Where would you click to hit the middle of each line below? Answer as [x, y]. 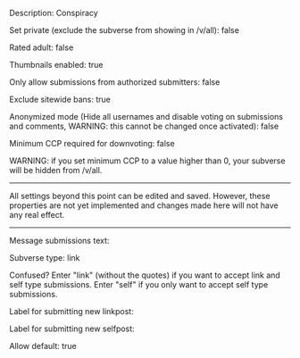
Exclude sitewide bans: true [60, 99]
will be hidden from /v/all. [56, 170]
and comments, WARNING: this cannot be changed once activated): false [144, 126]
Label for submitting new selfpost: [72, 329]
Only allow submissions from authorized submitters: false [115, 82]
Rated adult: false [42, 47]
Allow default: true [43, 346]
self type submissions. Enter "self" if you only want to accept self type [139, 284]
